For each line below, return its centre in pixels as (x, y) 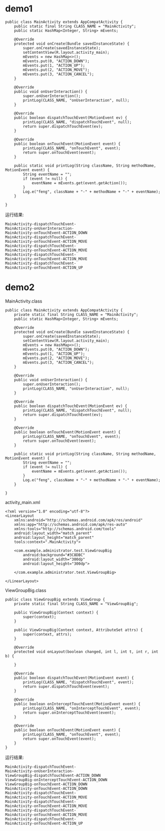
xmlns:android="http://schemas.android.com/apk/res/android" (78, 520)
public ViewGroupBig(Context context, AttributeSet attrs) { (78, 630)
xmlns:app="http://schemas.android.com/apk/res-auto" (71, 524)
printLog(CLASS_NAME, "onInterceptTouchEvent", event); (82, 708)
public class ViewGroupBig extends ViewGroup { (55, 599)
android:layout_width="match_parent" (53, 533)
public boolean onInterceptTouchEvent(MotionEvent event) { (77, 704)
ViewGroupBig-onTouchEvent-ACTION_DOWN (46, 784)
